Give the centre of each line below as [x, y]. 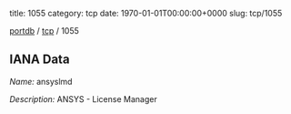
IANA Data [40, 60]
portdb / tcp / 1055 [45, 31]
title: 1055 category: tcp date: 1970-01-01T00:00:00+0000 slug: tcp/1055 [146, 13]
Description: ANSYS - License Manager [83, 98]
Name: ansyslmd [41, 81]
